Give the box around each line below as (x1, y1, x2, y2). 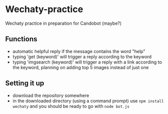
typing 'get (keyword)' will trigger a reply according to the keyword (12, 53, 152, 60)
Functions (5, 35, 38, 43)
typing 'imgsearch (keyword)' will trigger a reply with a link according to (12, 59, 162, 65)
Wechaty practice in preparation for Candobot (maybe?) (5, 20, 122, 26)
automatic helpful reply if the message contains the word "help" (12, 48, 145, 54)
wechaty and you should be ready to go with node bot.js (12, 103, 130, 109)
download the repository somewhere (12, 92, 89, 98)
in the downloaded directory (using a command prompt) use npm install (12, 97, 164, 104)
